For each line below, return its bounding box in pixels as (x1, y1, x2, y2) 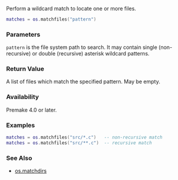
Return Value (6, 65, 44, 73)
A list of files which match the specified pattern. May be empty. (6, 78, 161, 85)
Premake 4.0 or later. (6, 106, 57, 113)
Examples (6, 121, 35, 129)
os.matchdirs (14, 168, 47, 175)
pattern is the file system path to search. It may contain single (6, 44, 158, 51)
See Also (6, 153, 33, 162)
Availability (6, 93, 40, 101)
